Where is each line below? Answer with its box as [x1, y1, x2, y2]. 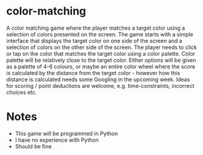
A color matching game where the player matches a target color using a [6, 24, 185, 31]
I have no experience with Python [15, 136, 99, 143]
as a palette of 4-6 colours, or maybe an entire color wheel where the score [6, 62, 196, 70]
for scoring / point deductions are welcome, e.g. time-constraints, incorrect [6, 82, 195, 89]
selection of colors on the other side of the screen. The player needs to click [6, 44, 197, 51]
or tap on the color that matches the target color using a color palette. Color [6, 50, 196, 57]
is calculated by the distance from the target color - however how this [6, 69, 181, 76]
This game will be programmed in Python [15, 130, 118, 137]
